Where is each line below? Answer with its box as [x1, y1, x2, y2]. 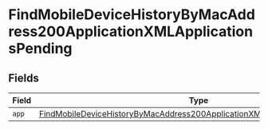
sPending [8, 40, 73, 57]
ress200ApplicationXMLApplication [8, 22, 254, 41]
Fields [8, 71, 40, 85]
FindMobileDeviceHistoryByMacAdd [8, 6, 255, 24]
